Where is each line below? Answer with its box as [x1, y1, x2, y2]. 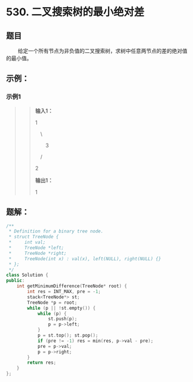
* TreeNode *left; [8, 245, 65, 251]
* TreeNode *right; [8, 250, 67, 256]
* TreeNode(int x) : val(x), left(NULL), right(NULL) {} [8, 255, 161, 262]
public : [6, 278, 25, 284]
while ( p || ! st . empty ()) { [27, 305, 96, 311]
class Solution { [6, 272, 49, 278]
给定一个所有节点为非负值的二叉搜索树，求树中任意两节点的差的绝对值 [17, 48, 188, 54]
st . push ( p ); [48, 316, 77, 322]
